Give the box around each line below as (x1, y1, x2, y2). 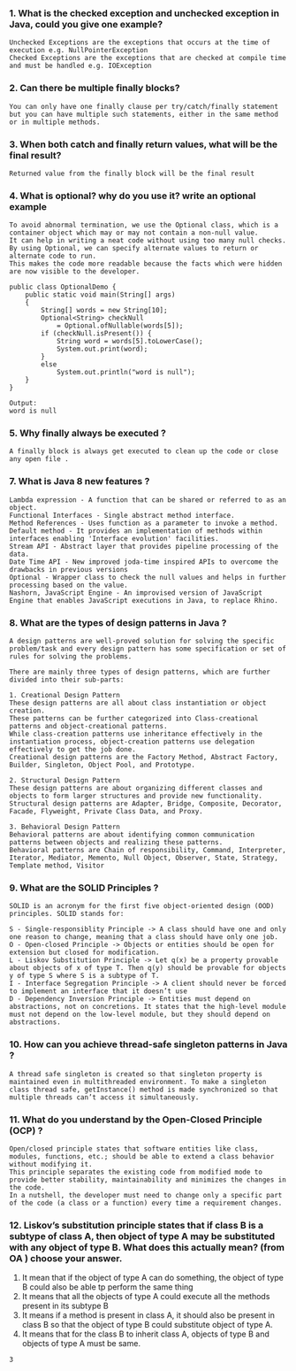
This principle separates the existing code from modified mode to (9, 1167, 263, 1176)
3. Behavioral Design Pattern (9, 822, 121, 832)
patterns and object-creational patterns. (9, 722, 168, 731)
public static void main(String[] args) (25, 290, 176, 299)
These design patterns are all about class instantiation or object (9, 698, 267, 708)
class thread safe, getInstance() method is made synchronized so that (9, 1085, 278, 1094)
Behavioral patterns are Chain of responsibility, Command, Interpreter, (9, 846, 287, 855)
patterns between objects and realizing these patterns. (9, 838, 224, 847)
